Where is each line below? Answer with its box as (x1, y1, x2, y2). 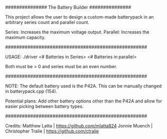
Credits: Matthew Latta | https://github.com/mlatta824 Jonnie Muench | (5, 123, 153, 128)
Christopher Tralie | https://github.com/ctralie (5, 128, 99, 134)
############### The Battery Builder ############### (5, 5, 131, 10)
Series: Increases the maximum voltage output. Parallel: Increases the (5, 29, 149, 35)
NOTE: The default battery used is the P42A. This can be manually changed (5, 83, 162, 89)
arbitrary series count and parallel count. (5, 20, 89, 25)
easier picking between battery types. (5, 103, 84, 109)
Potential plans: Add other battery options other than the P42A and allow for (5, 98, 162, 104)
